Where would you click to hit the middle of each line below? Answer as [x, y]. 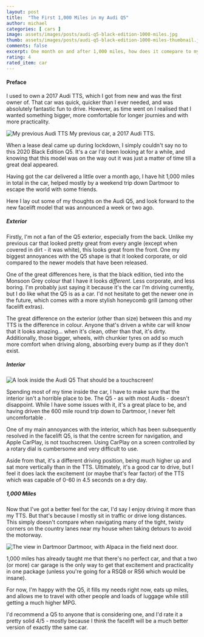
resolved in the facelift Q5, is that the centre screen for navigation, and [95, 436]
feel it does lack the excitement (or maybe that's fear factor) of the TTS [95, 473]
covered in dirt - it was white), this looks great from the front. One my [93, 249]
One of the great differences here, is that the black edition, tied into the [95, 274]
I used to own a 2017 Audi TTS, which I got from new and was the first [94, 95]
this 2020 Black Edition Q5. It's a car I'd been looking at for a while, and [96, 151]
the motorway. [24, 535]
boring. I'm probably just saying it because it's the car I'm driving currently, [100, 287]
